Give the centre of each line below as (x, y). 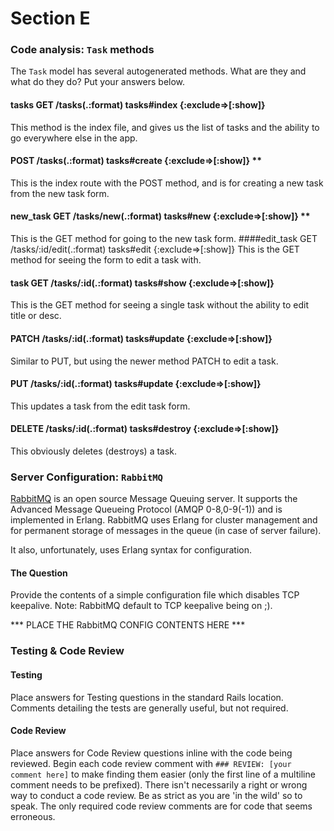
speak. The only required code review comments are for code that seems (161, 806)
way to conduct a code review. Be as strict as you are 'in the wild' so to (156, 795)
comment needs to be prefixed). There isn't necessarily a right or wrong (159, 784)
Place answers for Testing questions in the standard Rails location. (147, 697)
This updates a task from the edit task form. (100, 406)
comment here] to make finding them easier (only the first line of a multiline (163, 774)
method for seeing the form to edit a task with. (106, 260)
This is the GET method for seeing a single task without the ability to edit (160, 305)
